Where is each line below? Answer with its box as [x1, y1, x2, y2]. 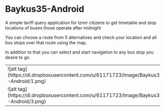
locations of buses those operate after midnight [5, 25, 102, 30]
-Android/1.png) [7, 78, 46, 84]
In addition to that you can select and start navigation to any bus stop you [5, 49, 154, 55]
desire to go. [5, 54, 31, 60]
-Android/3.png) [7, 98, 46, 105]
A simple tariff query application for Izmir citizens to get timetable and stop [5, 20, 157, 26]
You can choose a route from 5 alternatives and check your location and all [5, 34, 157, 40]
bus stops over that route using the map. [5, 39, 87, 45]
